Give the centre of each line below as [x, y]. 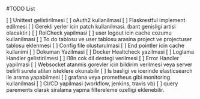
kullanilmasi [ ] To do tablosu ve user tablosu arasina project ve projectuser [99, 39]
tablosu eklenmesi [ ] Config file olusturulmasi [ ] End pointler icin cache [95, 45]
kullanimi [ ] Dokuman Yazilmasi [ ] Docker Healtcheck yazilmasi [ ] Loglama [100, 52]
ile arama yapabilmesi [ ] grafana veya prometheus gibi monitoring [88, 77]
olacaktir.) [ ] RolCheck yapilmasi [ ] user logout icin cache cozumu [89, 33]
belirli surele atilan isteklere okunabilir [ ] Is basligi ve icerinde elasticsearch [100, 71]
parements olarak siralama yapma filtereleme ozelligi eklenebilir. [86, 90]
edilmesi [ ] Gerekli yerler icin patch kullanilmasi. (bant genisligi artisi [91, 27]
